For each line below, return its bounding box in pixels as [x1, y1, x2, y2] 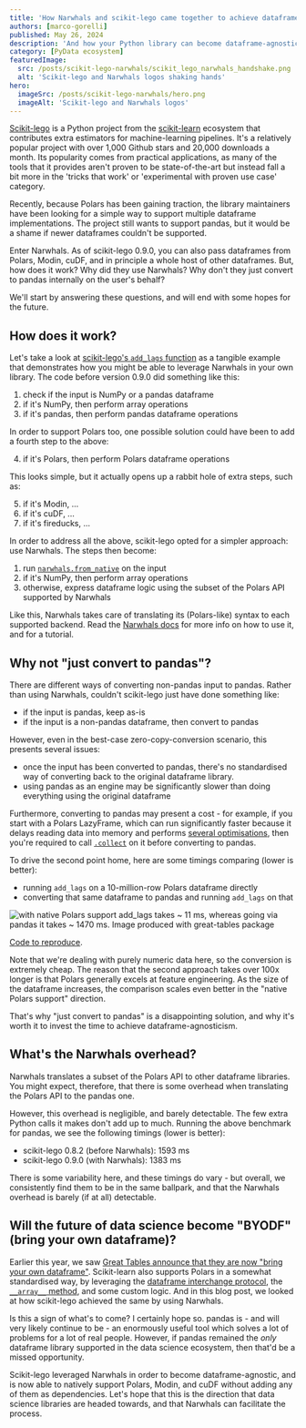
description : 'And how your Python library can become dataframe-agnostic [9, 38, 300, 48]
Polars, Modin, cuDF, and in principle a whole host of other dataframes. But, [9, 255, 294, 266]
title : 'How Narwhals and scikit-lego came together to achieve [9, 13, 259, 23]
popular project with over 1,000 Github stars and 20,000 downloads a [9, 142, 270, 153]
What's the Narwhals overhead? [9, 1046, 198, 1062]
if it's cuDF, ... [22, 508, 75, 519]
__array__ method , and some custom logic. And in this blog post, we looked [9, 1285, 294, 1296]
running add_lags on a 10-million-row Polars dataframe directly [22, 882, 258, 892]
